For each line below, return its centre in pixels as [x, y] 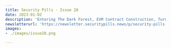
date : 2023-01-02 [24, 15]
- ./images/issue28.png [31, 33]
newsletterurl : [21, 24]
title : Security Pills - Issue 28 [42, 10]
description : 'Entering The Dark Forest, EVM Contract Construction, [81, 19]
